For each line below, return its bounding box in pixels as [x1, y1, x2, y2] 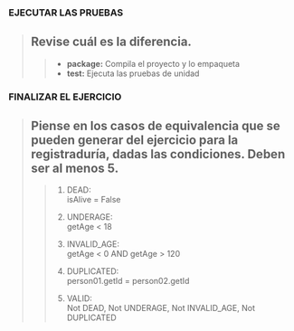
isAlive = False [66, 194, 121, 205]
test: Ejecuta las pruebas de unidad [66, 68, 200, 79]
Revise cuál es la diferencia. [30, 34, 192, 50]
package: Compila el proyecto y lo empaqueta [66, 58, 241, 69]
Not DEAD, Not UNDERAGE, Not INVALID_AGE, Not [66, 303, 255, 314]
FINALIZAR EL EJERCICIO [8, 90, 122, 103]
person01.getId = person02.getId [66, 276, 190, 287]
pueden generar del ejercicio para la [30, 133, 239, 148]
